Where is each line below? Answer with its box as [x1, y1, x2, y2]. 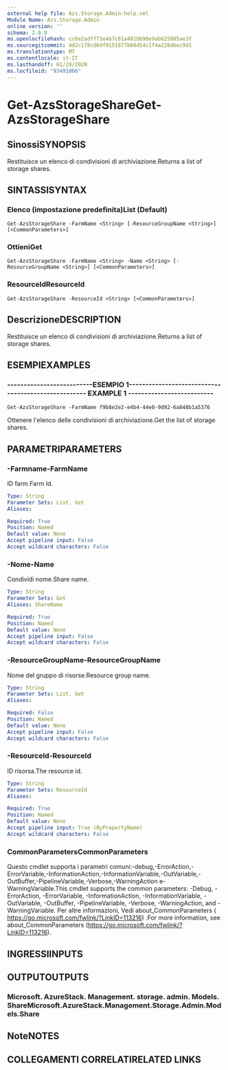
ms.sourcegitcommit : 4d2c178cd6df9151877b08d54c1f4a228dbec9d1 [7, 42, 192, 49]
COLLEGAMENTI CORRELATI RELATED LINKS [7, 1054, 201, 1065]
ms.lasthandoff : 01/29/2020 [7, 61, 88, 68]
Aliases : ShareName [7, 601, 63, 608]
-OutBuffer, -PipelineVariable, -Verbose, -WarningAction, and [43, 899, 216, 907]
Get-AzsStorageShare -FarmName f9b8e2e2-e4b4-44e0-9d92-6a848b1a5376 [7, 404, 211, 411]
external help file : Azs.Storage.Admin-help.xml [7, 10, 149, 17]
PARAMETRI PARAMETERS [7, 443, 122, 455]
